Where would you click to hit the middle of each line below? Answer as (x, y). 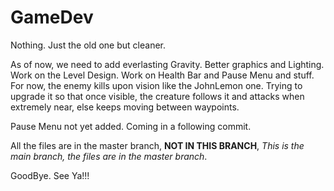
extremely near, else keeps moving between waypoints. (125, 107)
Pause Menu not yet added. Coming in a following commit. (131, 126)
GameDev (52, 17)
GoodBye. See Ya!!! (50, 175)
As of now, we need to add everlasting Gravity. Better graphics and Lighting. (167, 64)
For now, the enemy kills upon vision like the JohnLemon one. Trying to (156, 85)
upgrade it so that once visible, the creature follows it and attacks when (157, 96)
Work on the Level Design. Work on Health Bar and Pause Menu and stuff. (162, 75)
